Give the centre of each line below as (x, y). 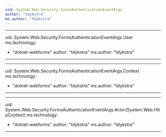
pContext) (15, 115)
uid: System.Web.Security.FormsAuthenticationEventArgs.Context (72, 71)
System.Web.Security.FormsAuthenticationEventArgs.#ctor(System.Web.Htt (83, 110)
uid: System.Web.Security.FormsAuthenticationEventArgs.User (69, 37)
